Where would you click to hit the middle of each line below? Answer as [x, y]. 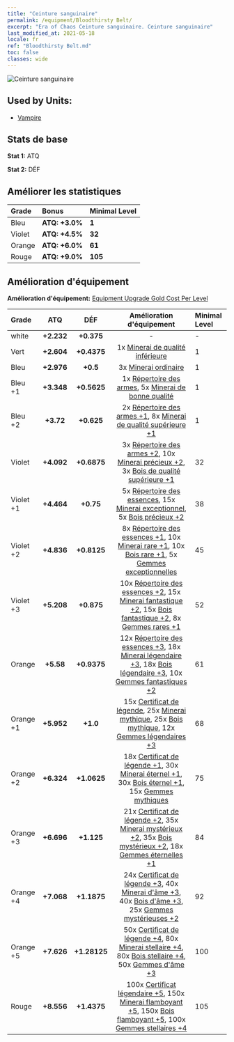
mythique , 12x [151, 728]
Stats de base [38, 139]
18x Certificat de [151, 756]
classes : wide [28, 59]
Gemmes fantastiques [151, 682]
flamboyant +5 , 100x [151, 1019]
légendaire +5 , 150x [151, 993]
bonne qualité [151, 396]
